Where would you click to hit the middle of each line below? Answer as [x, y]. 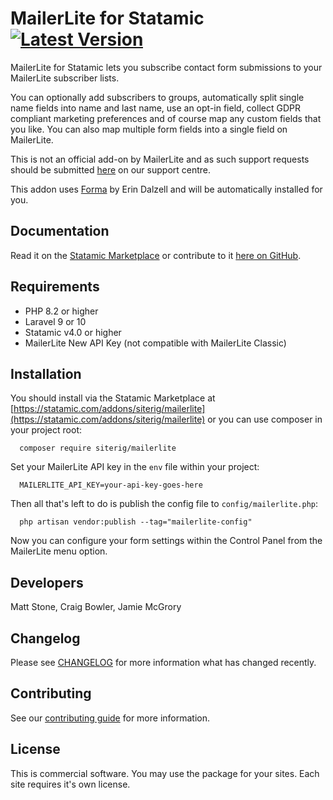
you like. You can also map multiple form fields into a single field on [149, 129]
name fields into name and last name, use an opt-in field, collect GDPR [155, 108]
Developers [47, 582]
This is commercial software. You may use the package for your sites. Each [165, 773]
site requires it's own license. [70, 784]
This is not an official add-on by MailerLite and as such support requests [160, 159]
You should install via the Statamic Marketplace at [113, 398]
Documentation [60, 231]
